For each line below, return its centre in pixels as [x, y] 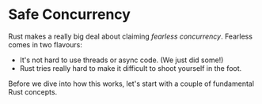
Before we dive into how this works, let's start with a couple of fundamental [131, 84]
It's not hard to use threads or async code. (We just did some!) [122, 60]
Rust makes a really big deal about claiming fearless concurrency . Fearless [131, 36]
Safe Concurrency [69, 15]
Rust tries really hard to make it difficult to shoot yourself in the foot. [131, 68]
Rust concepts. [33, 91]
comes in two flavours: [46, 44]
